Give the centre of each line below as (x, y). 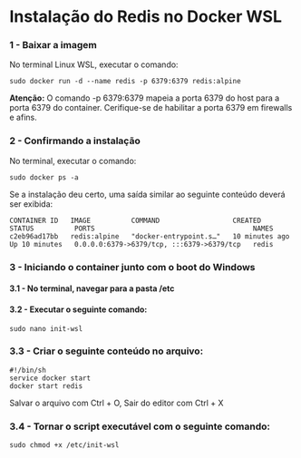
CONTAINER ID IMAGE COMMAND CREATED (135, 220)
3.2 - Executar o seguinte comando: (78, 309)
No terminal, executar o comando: (73, 161)
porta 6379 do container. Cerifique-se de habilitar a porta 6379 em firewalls (151, 108)
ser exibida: (31, 204)
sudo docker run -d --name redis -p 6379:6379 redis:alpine (126, 82)
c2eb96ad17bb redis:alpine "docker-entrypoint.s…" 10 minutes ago (150, 236)
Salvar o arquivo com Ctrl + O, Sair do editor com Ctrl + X (117, 403)
